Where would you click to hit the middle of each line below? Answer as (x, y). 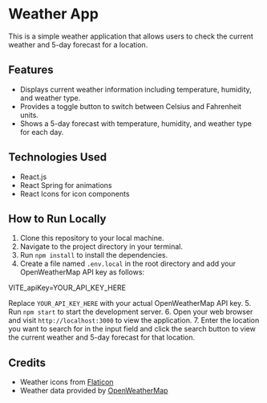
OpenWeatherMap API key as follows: (82, 272)
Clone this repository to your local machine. (92, 238)
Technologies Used (57, 157)
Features (31, 70)
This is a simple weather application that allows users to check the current (131, 36)
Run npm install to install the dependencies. (94, 255)
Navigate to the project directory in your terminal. (101, 246)
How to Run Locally (57, 219)
